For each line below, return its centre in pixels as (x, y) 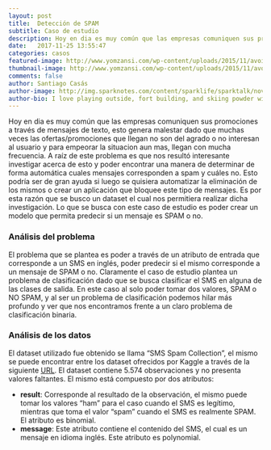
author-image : (32, 91)
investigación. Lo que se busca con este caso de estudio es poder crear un (133, 208)
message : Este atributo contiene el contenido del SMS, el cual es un (133, 428)
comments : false (35, 76)
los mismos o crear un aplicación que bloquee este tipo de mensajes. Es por (135, 190)
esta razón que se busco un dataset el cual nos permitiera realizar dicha (128, 199)
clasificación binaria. (43, 314)
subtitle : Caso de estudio (54, 31)
